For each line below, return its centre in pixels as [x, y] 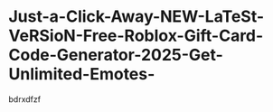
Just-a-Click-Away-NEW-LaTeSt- [136, 17]
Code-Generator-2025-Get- [116, 55]
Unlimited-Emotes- [82, 75]
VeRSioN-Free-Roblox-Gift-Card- [136, 36]
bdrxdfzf [25, 99]
